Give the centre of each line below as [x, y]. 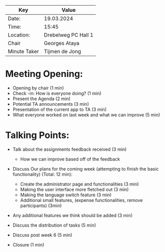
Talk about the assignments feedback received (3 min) [70, 149]
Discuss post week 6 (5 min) [42, 235]
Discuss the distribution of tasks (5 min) [54, 225]
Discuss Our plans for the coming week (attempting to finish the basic [86, 169]
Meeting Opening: [44, 74]
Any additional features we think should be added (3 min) [73, 215]
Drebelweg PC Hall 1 [69, 35]
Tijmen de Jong [62, 51]
